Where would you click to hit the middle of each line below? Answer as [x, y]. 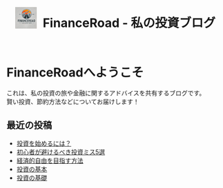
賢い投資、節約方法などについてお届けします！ [73, 101]
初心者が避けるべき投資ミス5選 [61, 152]
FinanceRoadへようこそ [75, 72]
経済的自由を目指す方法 [50, 160]
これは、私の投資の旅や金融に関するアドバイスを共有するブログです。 [106, 93]
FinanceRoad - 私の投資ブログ [129, 23]
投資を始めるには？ [44, 143]
